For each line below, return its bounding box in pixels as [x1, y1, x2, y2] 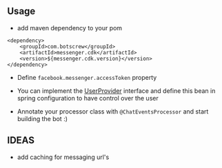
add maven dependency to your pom [17, 23, 123, 32]
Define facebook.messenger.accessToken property [17, 73, 157, 81]
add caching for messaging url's [17, 153, 110, 161]
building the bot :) [17, 114, 68, 123]
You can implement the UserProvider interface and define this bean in [17, 86, 216, 95]
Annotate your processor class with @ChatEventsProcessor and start [17, 107, 209, 116]
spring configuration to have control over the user [17, 94, 159, 102]
